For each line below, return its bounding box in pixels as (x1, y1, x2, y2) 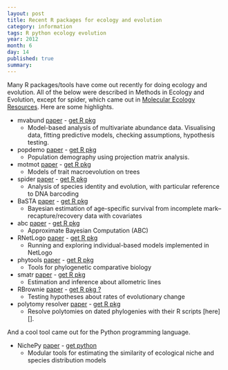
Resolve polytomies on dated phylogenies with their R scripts (27, 307, 202, 315)
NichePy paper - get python (17, 341, 97, 349)
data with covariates (84, 212, 142, 220)
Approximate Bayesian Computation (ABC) (27, 226, 149, 234)
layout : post (7, 10, 45, 17)
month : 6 (7, 42, 32, 49)
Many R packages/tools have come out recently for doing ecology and (7, 80, 207, 89)
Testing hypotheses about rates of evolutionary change (27, 292, 185, 301)
